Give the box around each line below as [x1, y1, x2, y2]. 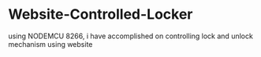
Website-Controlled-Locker [8, 5, 193, 23]
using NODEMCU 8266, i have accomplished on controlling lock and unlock [8, 31, 254, 41]
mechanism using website [8, 39, 93, 48]
